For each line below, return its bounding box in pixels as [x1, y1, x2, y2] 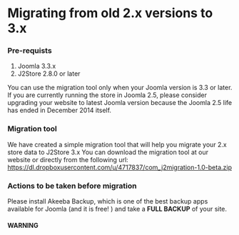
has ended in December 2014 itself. [7, 106, 112, 115]
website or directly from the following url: [7, 155, 128, 164]
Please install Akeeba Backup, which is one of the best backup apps [7, 197, 208, 206]
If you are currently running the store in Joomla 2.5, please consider [7, 91, 207, 99]
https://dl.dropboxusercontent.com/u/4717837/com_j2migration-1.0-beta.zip [7, 163, 233, 171]
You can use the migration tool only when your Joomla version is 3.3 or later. [7, 84, 233, 92]
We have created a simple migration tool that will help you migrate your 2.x [7, 140, 227, 149]
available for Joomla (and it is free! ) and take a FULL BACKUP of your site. [7, 205, 227, 214]
